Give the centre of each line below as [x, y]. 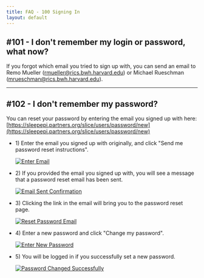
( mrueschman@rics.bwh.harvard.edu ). [55, 79]
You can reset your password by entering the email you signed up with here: [102, 118]
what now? [28, 51]
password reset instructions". [52, 150]
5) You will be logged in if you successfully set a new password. [95, 257]
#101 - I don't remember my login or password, [96, 42]
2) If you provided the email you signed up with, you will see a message [104, 173]
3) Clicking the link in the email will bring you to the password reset [99, 203]
